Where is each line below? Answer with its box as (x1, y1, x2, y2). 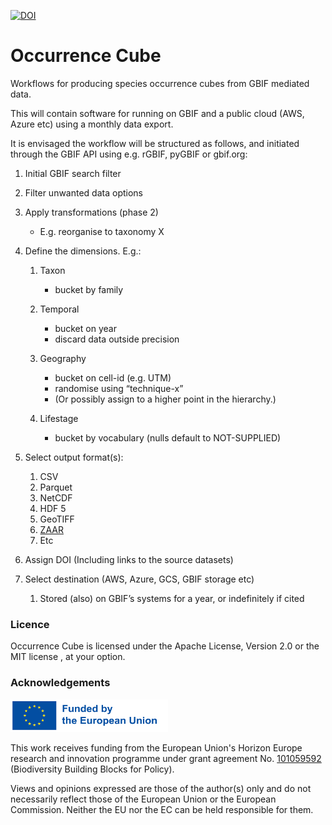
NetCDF (39, 491, 73, 504)
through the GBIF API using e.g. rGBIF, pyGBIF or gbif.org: (10, 148, 248, 160)
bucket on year (54, 322, 117, 334)
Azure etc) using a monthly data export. (10, 118, 174, 130)
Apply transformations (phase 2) (24, 206, 159, 218)
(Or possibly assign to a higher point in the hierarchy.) (54, 393, 277, 405)
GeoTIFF (39, 513, 75, 525)
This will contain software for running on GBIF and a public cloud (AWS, (10, 107, 305, 119)
